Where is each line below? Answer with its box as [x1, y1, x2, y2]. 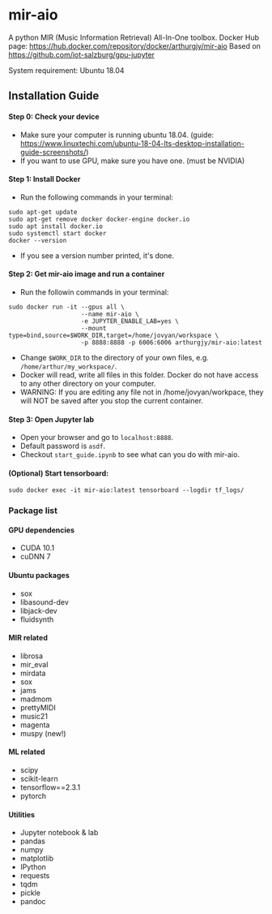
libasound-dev [19, 597, 69, 606]
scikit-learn [19, 774, 58, 784]
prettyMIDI [19, 702, 57, 712]
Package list [8, 505, 58, 516]
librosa [19, 651, 43, 661]
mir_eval [19, 659, 49, 669]
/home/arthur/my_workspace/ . [19, 361, 117, 371]
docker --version [8, 236, 67, 244]
